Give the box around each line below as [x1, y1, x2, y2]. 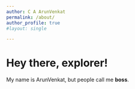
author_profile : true [6, 20, 61, 26]
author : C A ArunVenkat [6, 8, 66, 15]
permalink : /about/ [6, 14, 55, 20]
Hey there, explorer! [6, 56, 108, 70]
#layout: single [6, 25, 47, 32]
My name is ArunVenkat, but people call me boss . [6, 76, 129, 84]
